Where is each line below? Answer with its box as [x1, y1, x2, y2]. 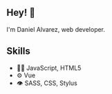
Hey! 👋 [6, 7, 36, 19]
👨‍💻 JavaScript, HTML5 [16, 64, 82, 72]
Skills [6, 46, 30, 57]
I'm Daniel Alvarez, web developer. [6, 25, 105, 33]
